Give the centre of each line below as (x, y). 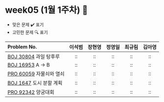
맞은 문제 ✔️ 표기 (28, 25)
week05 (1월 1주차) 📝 (47, 10)
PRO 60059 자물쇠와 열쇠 (36, 74)
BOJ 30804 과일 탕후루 (34, 56)
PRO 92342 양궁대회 (31, 92)
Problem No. (22, 47)
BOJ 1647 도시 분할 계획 (35, 83)
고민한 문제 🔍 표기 (30, 32)
